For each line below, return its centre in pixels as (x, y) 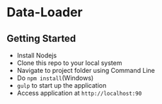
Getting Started (41, 39)
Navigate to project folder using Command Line (86, 70)
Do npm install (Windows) (55, 78)
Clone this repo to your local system (69, 63)
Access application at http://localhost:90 (79, 93)
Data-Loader (45, 12)
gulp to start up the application (62, 85)
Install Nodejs (37, 55)
